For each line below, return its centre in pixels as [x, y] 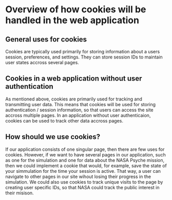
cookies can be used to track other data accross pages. [64, 121]
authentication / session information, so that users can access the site [80, 110]
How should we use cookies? [53, 137]
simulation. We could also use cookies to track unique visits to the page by [84, 182]
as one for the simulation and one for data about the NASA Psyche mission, [85, 160]
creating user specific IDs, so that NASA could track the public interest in [83, 187]
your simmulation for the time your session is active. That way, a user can [83, 171]
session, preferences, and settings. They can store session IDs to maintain [84, 57]
